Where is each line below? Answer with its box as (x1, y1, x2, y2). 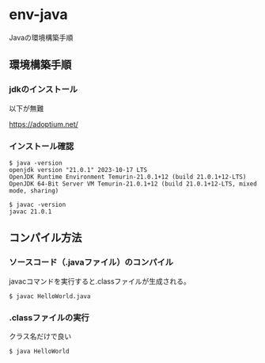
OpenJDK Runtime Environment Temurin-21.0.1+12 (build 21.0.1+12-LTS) (9, 173, 247, 181)
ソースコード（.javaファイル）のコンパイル (9, 257, 173, 268)
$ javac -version (9, 201, 66, 208)
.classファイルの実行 (9, 311, 89, 323)
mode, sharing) (9, 186, 59, 195)
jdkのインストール (9, 84, 78, 95)
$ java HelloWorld (9, 347, 70, 355)
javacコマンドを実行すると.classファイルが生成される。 (9, 276, 191, 286)
